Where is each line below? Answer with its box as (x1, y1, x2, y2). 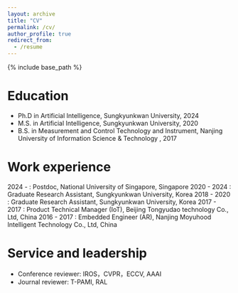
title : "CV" (7, 17, 43, 24)
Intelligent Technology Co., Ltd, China (7, 220, 117, 228)
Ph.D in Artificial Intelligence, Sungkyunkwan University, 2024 (17, 111, 200, 119)
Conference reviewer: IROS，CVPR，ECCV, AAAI (17, 270, 162, 278)
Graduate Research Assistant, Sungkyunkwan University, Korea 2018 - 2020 (7, 190, 231, 198)
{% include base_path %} (7, 63, 82, 71)
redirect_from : (7, 37, 53, 44)
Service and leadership (7, 245, 147, 262)
